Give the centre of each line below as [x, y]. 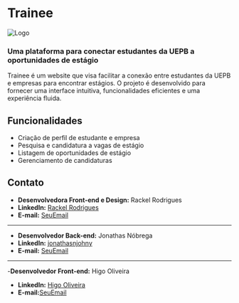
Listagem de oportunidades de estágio [74, 153]
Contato [26, 183]
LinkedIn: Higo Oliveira [51, 285]
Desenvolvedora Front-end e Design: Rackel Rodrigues [100, 200]
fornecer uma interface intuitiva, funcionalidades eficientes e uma [104, 91]
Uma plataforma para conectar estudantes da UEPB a [101, 51]
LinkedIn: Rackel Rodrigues [58, 207]
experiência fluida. [34, 98]
